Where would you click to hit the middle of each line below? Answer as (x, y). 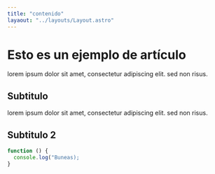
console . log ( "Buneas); (47, 157)
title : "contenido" (36, 14)
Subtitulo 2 (32, 135)
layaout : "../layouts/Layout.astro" (61, 20)
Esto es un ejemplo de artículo (97, 55)
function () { (28, 151)
